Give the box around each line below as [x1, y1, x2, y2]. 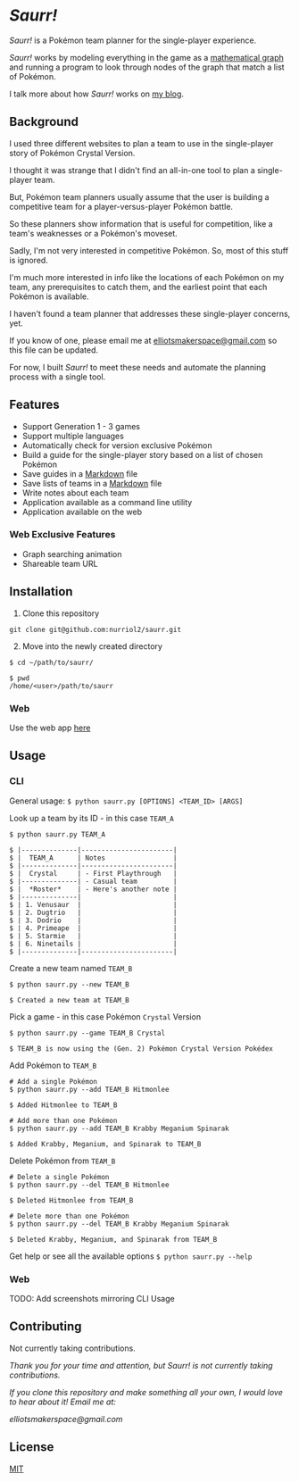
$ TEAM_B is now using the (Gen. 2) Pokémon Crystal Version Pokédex [9, 1044, 274, 1053]
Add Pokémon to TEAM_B [9, 1060, 97, 1070]
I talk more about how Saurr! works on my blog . [9, 88, 185, 99]
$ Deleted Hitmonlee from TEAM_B [9, 1195, 134, 1205]
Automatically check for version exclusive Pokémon [21, 439, 212, 451]
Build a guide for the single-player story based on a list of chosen [21, 449, 263, 460]
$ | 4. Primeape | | [9, 923, 178, 933]
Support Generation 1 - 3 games [21, 420, 141, 431]
